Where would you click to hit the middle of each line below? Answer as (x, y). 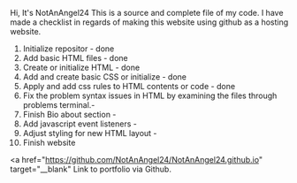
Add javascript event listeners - (80, 124)
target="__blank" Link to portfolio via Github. (91, 169)
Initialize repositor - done (69, 49)
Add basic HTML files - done (75, 58)
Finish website (49, 142)
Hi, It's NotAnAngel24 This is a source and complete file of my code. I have (147, 13)
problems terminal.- (59, 105)
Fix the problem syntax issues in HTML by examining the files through (150, 95)
